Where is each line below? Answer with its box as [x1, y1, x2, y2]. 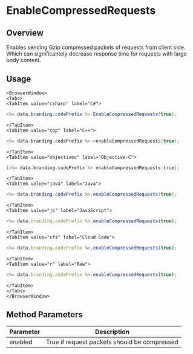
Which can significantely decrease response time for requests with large [6, 50, 188, 57]
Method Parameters [6, 309, 83, 320]
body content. [6, 57, 41, 63]
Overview [6, 28, 44, 38]
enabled [9, 338, 33, 346]
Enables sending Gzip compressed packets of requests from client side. [6, 43, 186, 51]
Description [94, 327, 130, 336]
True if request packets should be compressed [45, 338, 178, 346]
